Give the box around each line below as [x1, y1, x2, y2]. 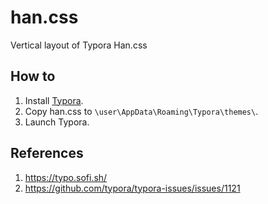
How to [10, 68, 56, 85]
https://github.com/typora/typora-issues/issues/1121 [24, 182, 241, 194]
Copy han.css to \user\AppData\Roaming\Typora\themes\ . [24, 105, 259, 117]
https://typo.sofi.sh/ [24, 171, 108, 183]
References [10, 145, 84, 162]
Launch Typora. [24, 116, 90, 128]
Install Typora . [24, 94, 84, 106]
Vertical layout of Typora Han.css [10, 39, 148, 51]
